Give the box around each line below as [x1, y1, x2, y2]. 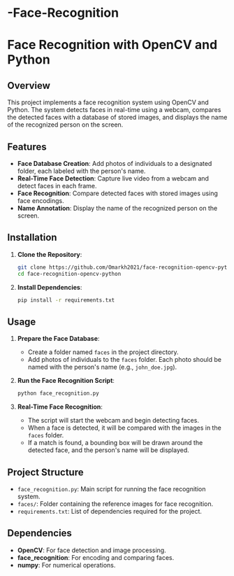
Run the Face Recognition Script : [17, 377, 115, 385]
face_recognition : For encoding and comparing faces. [17, 553, 175, 561]
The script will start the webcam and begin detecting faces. [27, 416, 199, 425]
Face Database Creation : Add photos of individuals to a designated [17, 160, 212, 167]
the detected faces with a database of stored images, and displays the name [7, 113, 228, 122]
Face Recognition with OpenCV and [7, 37, 218, 53]
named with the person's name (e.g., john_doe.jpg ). [27, 363, 177, 372]
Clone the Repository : [17, 250, 82, 258]
